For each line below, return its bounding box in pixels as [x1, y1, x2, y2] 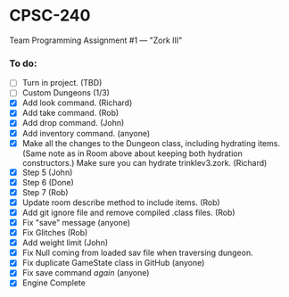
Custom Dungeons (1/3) [21, 87, 110, 98]
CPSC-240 [9, 5, 91, 26]
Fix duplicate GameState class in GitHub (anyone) [21, 258, 205, 268]
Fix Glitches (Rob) [21, 227, 88, 238]
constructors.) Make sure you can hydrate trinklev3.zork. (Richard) [21, 157, 268, 168]
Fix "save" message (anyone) [21, 217, 131, 227]
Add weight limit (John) [21, 237, 109, 248]
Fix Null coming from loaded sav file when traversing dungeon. [21, 247, 253, 259]
